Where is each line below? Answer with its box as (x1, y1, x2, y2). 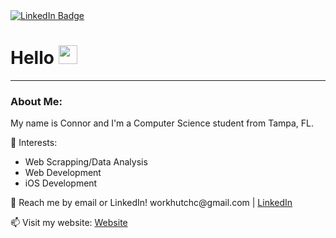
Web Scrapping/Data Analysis (24, 156, 148, 168)
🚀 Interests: (10, 137, 58, 149)
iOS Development (24, 177, 98, 189)
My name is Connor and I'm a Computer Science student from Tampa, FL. (10, 117, 315, 129)
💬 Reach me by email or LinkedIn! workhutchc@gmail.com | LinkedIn (10, 197, 293, 209)
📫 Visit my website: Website (10, 217, 128, 229)
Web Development (24, 167, 102, 179)
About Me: (10, 94, 63, 108)
